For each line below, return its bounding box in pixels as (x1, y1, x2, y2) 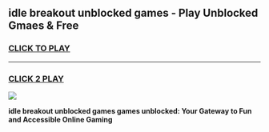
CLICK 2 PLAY (8, 73, 64, 84)
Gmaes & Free (8, 19, 79, 33)
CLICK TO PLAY (8, 43, 70, 54)
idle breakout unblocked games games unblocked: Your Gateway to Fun (8, 106, 252, 115)
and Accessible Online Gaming (8, 114, 113, 124)
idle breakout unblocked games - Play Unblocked (8, 6, 259, 20)
